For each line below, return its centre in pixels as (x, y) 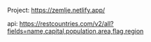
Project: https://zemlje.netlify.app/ (56, 10)
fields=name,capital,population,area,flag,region (75, 31)
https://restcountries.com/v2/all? (66, 23)
